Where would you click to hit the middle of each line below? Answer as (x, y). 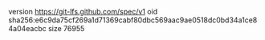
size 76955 (66, 28)
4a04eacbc (27, 28)
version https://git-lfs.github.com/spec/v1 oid (83, 12)
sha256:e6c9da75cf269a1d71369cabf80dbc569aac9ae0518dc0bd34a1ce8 (133, 20)
